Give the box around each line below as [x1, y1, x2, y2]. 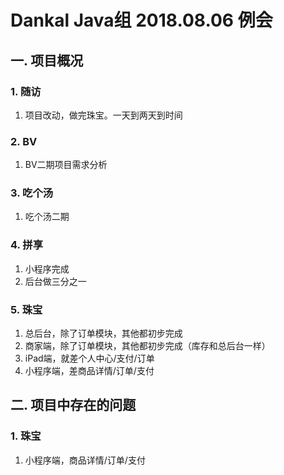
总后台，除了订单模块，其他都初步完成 [24, 327, 183, 340]
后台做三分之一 [24, 275, 87, 287]
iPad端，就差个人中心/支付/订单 [24, 352, 155, 365]
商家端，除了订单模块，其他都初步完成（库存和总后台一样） [24, 340, 271, 352]
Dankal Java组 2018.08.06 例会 [10, 9, 273, 32]
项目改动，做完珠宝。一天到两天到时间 [24, 109, 183, 121]
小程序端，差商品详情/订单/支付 [24, 365, 155, 377]
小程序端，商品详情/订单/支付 [24, 454, 146, 466]
